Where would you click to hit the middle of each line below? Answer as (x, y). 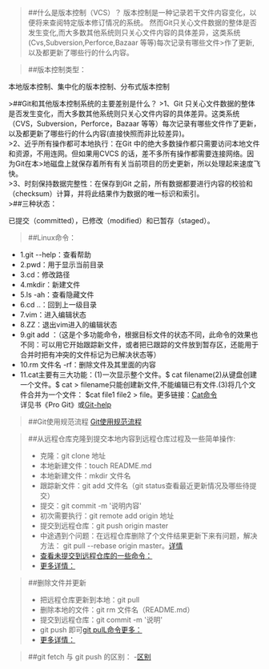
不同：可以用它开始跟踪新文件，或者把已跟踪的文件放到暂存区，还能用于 (139, 345)
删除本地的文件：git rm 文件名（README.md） (117, 610)
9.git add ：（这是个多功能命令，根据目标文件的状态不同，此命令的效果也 (139, 334)
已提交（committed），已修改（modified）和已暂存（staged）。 (111, 220)
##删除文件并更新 (57, 583)
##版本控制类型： (57, 70)
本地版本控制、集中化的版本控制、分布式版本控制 (89, 86)
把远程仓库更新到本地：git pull (90, 600)
